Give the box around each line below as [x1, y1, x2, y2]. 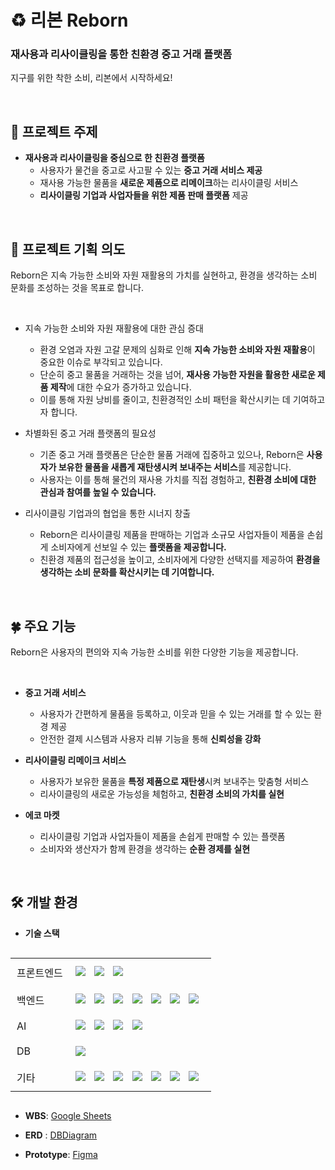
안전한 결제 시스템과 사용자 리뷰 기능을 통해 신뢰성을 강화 [39, 732, 262, 745]
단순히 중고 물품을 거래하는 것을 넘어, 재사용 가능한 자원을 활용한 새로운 [39, 369, 316, 381]
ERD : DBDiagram [24, 1129, 98, 1141]
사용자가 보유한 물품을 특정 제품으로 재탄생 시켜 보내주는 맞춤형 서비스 [39, 775, 310, 787]
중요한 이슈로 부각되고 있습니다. [39, 356, 163, 368]
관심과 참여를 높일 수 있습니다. [39, 486, 157, 498]
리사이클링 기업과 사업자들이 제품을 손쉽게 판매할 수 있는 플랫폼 [39, 830, 286, 842]
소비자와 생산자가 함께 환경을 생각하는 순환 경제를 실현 [39, 842, 251, 855]
